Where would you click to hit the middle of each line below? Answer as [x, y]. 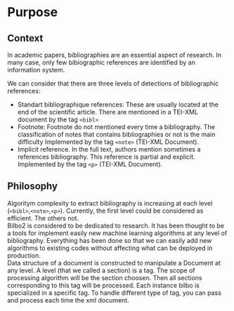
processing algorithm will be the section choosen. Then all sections [105, 277]
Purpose [33, 12]
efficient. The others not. [43, 218]
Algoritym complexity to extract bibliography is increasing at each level [110, 203]
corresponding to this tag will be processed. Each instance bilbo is [104, 285]
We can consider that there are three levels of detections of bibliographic [113, 84]
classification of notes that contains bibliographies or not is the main [116, 134]
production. [24, 255]
